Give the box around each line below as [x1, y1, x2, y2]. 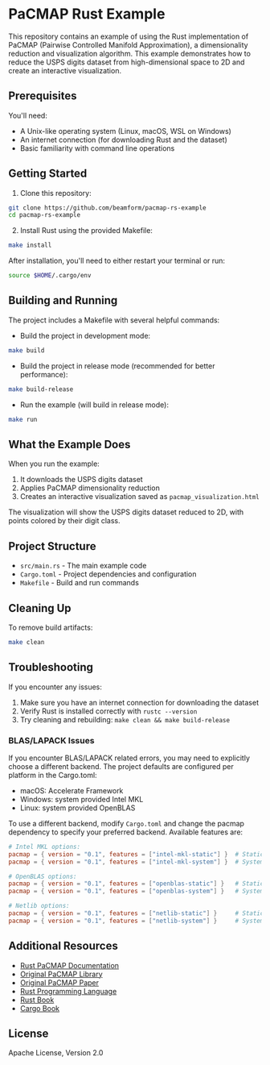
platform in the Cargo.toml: [8, 770, 98, 780]
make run [8, 415, 38, 423]
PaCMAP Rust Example [8, 5, 166, 23]
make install [8, 241, 52, 250]
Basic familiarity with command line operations [19, 143, 175, 153]
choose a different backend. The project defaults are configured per [8, 761, 235, 771]
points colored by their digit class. [8, 516, 121, 526]
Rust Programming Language [19, 986, 117, 996]
